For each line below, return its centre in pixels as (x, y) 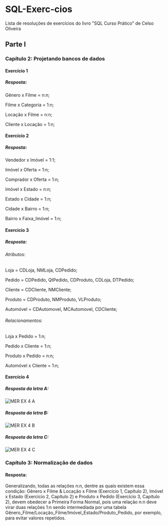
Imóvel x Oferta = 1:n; (27, 170)
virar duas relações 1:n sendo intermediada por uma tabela (66, 507)
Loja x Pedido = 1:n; (26, 336)
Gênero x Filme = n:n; (28, 95)
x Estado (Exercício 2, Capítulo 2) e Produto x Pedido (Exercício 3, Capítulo (82, 497)
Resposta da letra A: (27, 388)
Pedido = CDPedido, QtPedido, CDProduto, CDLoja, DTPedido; (70, 280)
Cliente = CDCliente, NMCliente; (38, 289)
